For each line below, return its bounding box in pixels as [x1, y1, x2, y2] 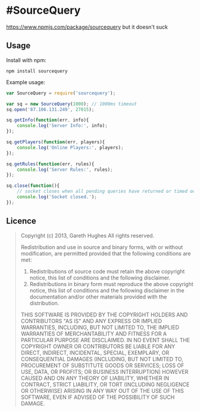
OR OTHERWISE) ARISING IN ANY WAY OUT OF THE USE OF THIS [20, 387, 185, 394]
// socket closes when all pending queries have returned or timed [17, 189, 187, 195]
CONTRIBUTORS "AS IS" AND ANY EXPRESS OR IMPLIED [20, 317, 162, 324]
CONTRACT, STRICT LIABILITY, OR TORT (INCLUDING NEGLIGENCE [20, 380, 190, 388]
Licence [6, 216, 37, 226]
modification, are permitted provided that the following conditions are [20, 250, 191, 257]
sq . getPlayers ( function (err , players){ [6, 139, 105, 145]
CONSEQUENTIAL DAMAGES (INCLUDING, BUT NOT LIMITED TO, [20, 355, 183, 362]
